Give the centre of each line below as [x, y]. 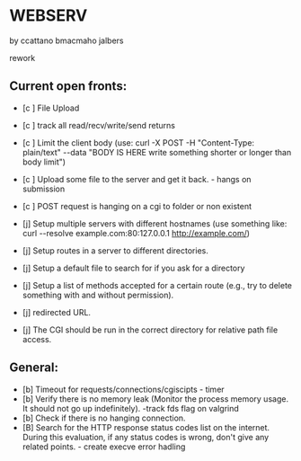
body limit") [44, 162]
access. [37, 339]
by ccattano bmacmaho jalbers [66, 40]
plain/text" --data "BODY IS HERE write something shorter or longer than [157, 152]
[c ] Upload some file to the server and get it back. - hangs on [137, 179]
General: [34, 368]
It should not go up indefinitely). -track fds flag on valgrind [131, 408]
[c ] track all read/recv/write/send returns [98, 125]
